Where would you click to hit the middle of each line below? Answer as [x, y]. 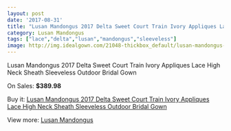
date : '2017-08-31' [35, 20]
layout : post [26, 13]
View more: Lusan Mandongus [51, 120]
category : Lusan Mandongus [46, 33]
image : [16, 46]
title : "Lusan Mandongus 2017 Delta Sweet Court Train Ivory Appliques [112, 26]
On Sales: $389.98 [34, 86]
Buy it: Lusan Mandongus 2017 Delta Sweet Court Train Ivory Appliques [108, 99]
